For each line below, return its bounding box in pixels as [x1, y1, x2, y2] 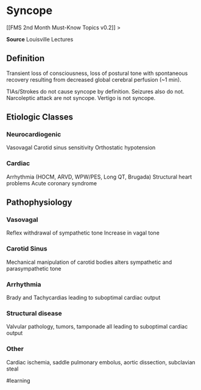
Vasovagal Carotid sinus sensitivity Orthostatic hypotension [6, 144, 156, 151]
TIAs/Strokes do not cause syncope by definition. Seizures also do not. [6, 88, 185, 95]
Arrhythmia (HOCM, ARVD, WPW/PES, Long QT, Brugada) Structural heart [6, 173, 192, 180]
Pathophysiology [6, 197, 72, 208]
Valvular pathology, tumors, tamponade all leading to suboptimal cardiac [6, 323, 188, 330]
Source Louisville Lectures [6, 35, 74, 43]
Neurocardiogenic [6, 130, 62, 139]
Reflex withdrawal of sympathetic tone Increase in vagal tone [6, 229, 160, 236]
